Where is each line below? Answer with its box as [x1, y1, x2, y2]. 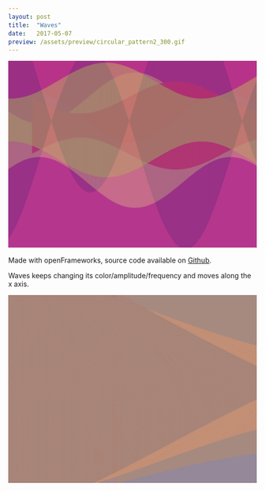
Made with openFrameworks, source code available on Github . [8, 255, 211, 265]
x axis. [8, 279, 29, 289]
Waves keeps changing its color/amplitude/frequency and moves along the [8, 271, 252, 281]
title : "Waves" [8, 21, 62, 29]
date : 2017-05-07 [8, 29, 73, 37]
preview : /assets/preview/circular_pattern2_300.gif [8, 38, 185, 46]
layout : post [8, 13, 51, 21]
